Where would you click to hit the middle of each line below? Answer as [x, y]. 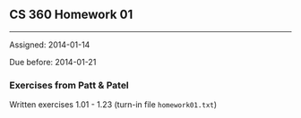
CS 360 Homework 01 [71, 15]
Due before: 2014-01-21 [53, 62]
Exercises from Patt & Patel [69, 85]
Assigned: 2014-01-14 [50, 45]
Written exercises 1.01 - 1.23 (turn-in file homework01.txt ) [113, 105]
